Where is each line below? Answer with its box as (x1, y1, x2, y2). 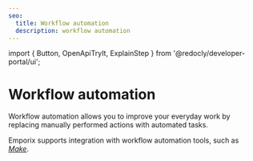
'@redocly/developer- (173, 49, 246, 58)
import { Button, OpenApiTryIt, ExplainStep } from (8, 49, 172, 58)
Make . (8, 144, 30, 154)
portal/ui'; (8, 57, 41, 66)
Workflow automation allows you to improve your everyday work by (8, 111, 231, 121)
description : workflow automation (15, 26, 131, 34)
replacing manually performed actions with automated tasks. (8, 120, 208, 130)
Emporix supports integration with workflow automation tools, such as (8, 135, 239, 145)
